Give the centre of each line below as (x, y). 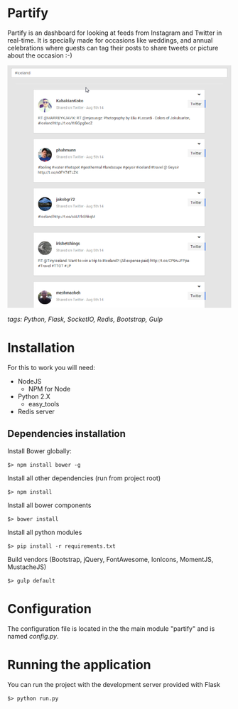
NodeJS (29, 381)
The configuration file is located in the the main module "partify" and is (111, 628)
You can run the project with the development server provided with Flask (114, 684)
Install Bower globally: (40, 451)
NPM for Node (49, 389)
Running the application (79, 665)
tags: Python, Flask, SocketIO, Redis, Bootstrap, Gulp (85, 319)
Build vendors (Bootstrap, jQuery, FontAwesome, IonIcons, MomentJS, (110, 559)
